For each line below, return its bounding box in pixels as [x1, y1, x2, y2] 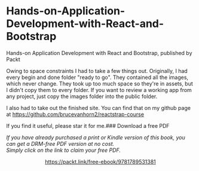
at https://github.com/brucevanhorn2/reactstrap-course [6, 111, 145, 118]
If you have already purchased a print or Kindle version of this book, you [6, 133, 185, 141]
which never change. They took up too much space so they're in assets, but [6, 80, 193, 87]
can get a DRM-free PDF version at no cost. [6, 140, 115, 147]
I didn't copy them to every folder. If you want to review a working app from [6, 86, 192, 93]
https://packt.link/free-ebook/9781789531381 [44, 158, 157, 165]
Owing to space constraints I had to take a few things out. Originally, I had [6, 67, 188, 74]
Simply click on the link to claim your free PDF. [6, 146, 121, 154]
